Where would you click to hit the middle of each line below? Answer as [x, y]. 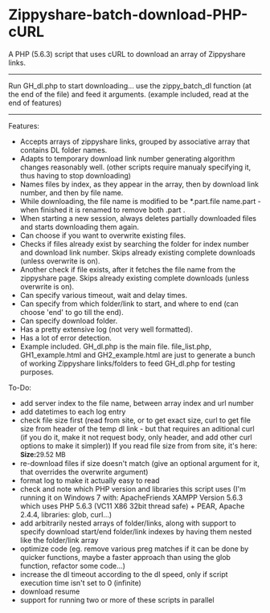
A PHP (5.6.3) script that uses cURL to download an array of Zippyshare [127, 54]
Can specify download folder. [69, 321]
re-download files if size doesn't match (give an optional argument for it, [139, 463]
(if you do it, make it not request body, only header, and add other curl [136, 437]
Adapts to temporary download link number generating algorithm [127, 158]
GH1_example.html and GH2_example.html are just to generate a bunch [137, 354]
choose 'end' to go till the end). [72, 312]
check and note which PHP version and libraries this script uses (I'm [133, 488]
